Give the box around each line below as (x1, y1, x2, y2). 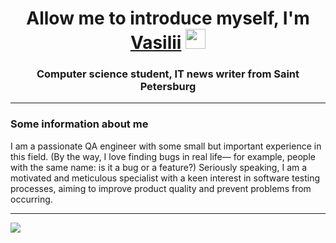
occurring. (10, 193, 53, 205)
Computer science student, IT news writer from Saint (36, 67, 300, 81)
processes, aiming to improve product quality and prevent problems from (10, 182, 312, 194)
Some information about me (10, 117, 149, 131)
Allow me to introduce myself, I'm (26, 7, 310, 30)
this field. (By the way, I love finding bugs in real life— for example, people (10, 150, 316, 162)
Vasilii (129, 32, 182, 54)
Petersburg (139, 80, 197, 94)
